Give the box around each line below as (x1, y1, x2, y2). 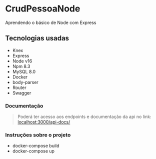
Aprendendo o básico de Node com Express (5, 19, 96, 25)
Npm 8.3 (12, 63, 30, 69)
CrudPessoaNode (5, 3, 80, 14)
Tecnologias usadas (5, 34, 69, 42)
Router (12, 84, 26, 90)
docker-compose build (12, 143, 59, 149)
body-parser (12, 79, 38, 85)
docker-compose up (12, 148, 55, 154)
